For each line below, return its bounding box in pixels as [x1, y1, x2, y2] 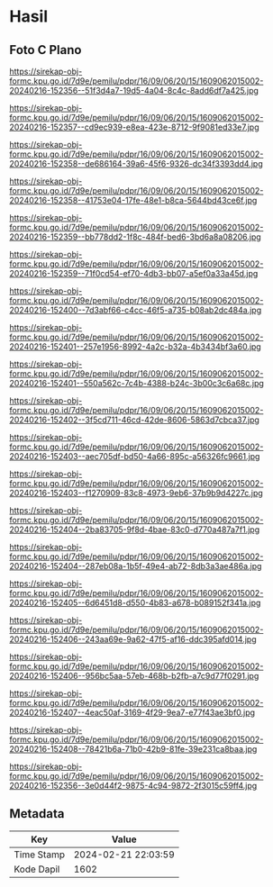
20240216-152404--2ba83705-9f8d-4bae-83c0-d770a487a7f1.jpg [9, 524, 259, 535]
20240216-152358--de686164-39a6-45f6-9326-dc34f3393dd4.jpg [9, 158, 263, 168]
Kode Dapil [14, 863, 60, 875]
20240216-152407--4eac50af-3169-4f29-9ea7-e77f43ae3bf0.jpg [9, 707, 255, 718]
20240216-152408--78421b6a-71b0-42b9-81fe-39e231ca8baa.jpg [9, 744, 258, 754]
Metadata [9, 806, 65, 821]
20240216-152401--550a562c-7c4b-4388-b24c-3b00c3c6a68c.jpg [9, 378, 264, 388]
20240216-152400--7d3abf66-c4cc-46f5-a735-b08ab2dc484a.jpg [9, 304, 262, 315]
